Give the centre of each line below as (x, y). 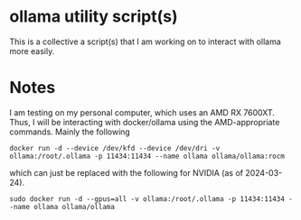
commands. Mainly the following (70, 132)
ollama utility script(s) (94, 17)
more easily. (32, 50)
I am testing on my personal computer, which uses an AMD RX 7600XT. (142, 112)
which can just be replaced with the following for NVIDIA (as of (127, 172)
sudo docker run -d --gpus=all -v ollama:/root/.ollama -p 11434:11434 (147, 199)
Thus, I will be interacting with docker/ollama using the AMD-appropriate (145, 122)
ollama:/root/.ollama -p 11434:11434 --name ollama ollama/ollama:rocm (147, 156)
